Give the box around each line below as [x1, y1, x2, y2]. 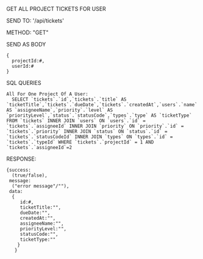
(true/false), [12, 172, 48, 178]
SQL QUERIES [6, 79, 41, 86]
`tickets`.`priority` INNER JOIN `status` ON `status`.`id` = [6, 128, 168, 134]
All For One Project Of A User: [6, 91, 88, 97]
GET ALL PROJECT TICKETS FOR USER [6, 5, 107, 12]
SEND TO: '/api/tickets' [6, 17, 64, 24]
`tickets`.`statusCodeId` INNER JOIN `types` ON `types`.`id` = [6, 134, 173, 140]
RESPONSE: [6, 155, 37, 162]
